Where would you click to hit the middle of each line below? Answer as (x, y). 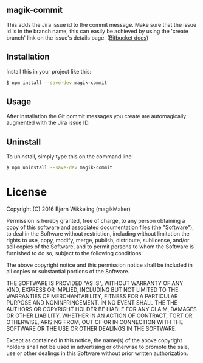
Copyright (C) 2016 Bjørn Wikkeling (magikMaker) (68, 209)
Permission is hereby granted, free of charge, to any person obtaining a (96, 220)
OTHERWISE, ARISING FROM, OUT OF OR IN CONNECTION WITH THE (95, 322)
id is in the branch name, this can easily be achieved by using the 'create (97, 31)
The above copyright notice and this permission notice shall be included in (99, 265)
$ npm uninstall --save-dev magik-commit (60, 168)
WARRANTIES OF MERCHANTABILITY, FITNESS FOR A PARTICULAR (92, 296)
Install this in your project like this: (49, 71)
